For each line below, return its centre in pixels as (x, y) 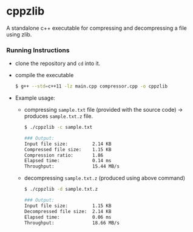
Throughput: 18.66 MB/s (72, 223)
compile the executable (44, 75)
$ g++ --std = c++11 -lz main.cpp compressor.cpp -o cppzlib (91, 86)
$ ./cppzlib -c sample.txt (58, 128)
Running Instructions (38, 50)
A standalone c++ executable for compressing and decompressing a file (96, 28)
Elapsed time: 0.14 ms (68, 161)
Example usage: (35, 98)
